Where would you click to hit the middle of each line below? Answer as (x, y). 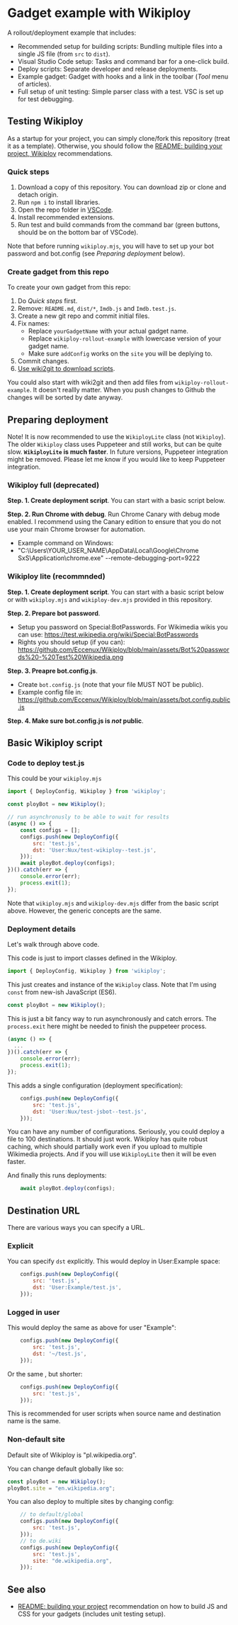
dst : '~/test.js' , (60, 1354)
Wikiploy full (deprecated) (53, 485)
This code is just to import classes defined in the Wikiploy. (92, 958)
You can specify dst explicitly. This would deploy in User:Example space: (114, 1261)
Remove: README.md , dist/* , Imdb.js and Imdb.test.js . (97, 309)
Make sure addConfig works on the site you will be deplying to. (120, 354)
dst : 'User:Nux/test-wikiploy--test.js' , (95, 850)
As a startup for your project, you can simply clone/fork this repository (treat (119, 138)
